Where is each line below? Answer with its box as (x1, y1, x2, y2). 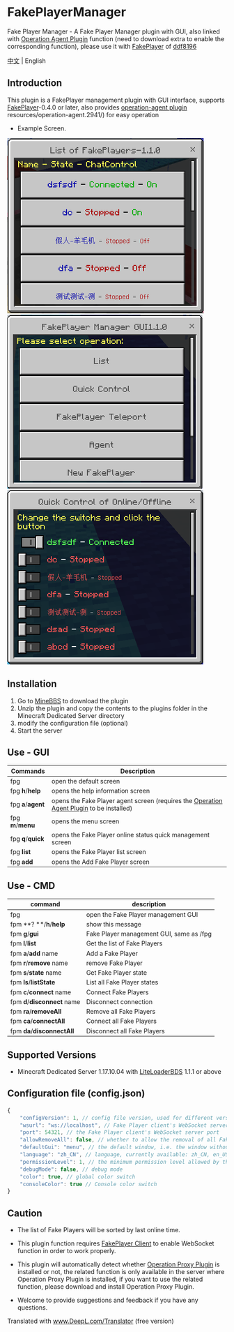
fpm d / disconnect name (10, 997, 81, 1005)
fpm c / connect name (10, 988, 72, 996)
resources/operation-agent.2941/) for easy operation (7, 110, 159, 119)
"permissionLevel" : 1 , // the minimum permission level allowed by (19, 1158, 219, 1165)
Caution (7, 1207, 43, 1219)
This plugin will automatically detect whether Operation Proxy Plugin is (17, 1260, 220, 1269)
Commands (10, 767, 45, 775)
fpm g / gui (10, 929, 40, 938)
